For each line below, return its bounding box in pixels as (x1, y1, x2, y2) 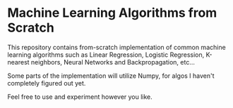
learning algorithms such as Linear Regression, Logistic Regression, (7, 50, 205, 59)
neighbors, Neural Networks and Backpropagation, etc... (30, 58, 196, 66)
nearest (7, 58, 30, 66)
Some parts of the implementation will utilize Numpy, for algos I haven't (7, 72, 215, 80)
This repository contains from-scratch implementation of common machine (7, 43, 226, 51)
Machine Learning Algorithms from (7, 5, 217, 21)
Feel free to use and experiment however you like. (7, 93, 153, 101)
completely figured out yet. (7, 79, 86, 87)
